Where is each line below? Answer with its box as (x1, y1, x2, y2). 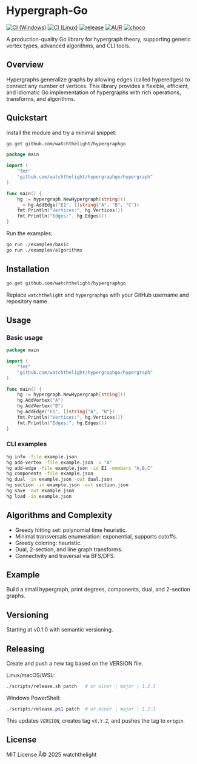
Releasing (6, 644, 45, 654)
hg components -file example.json (6, 470, 94, 477)
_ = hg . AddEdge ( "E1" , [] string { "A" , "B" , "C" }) (17, 202, 139, 208)
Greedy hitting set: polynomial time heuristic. (15, 526, 127, 534)
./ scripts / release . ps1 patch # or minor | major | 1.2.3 (6, 706, 156, 712)
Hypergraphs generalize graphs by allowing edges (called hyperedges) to (6, 75, 190, 83)
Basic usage (6, 333, 44, 342)
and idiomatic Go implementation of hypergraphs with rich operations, (6, 89, 181, 96)
